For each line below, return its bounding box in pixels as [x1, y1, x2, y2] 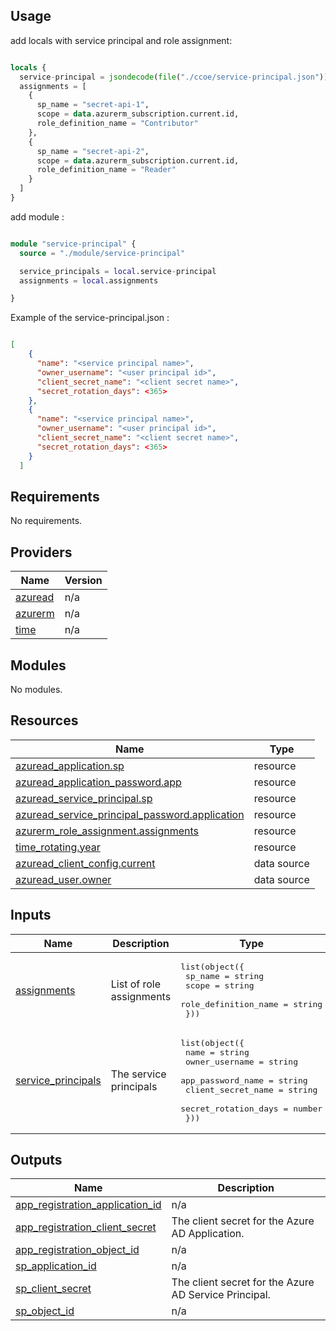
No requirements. [10, 515, 83, 527]
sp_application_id [15, 1259, 97, 1273]
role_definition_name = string [180, 999, 323, 1009]
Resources [10, 712, 79, 729]
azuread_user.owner [15, 872, 112, 886]
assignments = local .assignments [19, 275, 159, 286]
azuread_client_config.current [15, 856, 156, 870]
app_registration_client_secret [15, 1220, 157, 1234]
